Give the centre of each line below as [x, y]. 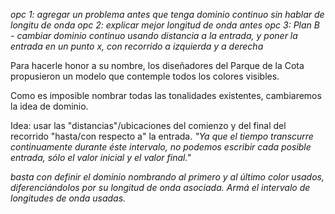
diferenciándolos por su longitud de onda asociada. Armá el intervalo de [160, 187]
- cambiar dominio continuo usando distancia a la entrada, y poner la [154, 35]
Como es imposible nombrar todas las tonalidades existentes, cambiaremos [166, 95]
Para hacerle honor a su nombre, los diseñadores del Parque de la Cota [157, 65]
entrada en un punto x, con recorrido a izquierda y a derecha [137, 46]
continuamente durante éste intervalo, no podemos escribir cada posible [161, 147]
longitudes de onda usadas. [68, 198]
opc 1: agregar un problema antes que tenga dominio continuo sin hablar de [167, 14]
